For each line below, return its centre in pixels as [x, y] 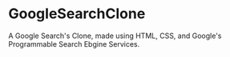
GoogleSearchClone [77, 14]
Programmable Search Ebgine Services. [74, 44]
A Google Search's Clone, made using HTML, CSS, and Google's [115, 36]
